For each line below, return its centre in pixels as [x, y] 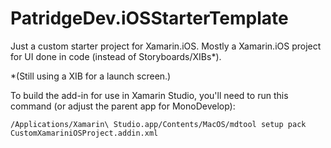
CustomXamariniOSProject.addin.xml [84, 133]
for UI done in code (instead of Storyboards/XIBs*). [116, 56]
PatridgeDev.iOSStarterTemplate [149, 18]
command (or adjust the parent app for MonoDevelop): [123, 106]
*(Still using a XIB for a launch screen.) [91, 76]
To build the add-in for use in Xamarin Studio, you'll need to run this [149, 95]
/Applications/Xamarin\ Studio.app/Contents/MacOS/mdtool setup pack [158, 124]
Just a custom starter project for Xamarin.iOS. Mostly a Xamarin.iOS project [166, 46]
